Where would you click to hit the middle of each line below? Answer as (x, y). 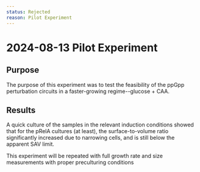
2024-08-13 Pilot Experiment (82, 48)
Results (21, 110)
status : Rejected (28, 12)
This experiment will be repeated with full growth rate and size (85, 156)
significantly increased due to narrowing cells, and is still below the (91, 138)
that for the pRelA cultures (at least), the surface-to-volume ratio (87, 131)
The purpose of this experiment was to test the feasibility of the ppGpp (95, 84)
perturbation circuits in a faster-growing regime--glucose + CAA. (88, 91)
